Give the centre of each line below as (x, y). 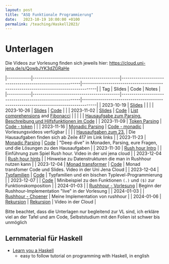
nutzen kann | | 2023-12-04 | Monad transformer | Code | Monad (73, 164)
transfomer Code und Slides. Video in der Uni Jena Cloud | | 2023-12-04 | (82, 169)
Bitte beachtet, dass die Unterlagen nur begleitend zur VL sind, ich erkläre (82, 212)
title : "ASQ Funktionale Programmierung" (49, 15)
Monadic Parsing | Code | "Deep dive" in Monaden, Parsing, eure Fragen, (81, 143)
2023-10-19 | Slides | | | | (128, 105)
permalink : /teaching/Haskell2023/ (43, 24)
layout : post (19, 10)
